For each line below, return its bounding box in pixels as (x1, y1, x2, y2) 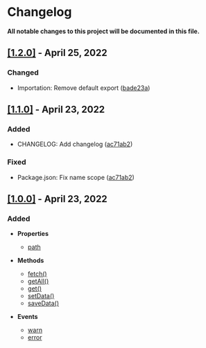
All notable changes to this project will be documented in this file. (7, 27, 200, 35)
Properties (17, 230, 49, 238)
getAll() (27, 277, 49, 286)
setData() (27, 292, 55, 300)
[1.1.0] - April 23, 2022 (7, 104, 105, 116)
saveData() (27, 299, 60, 308)
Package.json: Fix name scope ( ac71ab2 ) (17, 173, 135, 181)
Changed (7, 68, 40, 77)
